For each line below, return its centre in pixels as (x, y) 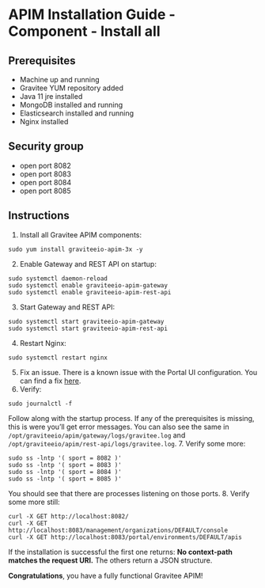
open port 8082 (45, 165)
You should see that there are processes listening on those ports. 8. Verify (129, 493)
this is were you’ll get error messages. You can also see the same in (119, 427)
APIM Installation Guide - (92, 15)
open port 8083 (45, 174)
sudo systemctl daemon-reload (58, 279)
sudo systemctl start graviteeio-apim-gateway (86, 321)
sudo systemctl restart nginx (58, 358)
